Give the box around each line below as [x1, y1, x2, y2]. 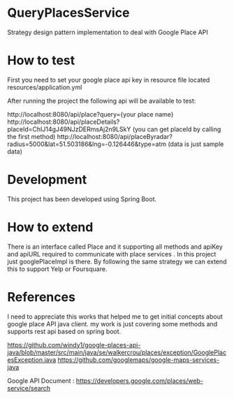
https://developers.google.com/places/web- [75, 376, 204, 385]
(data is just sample [167, 140, 224, 148]
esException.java [7, 355, 57, 364]
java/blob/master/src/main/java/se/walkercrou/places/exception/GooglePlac [7, 348, 227, 356]
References [7, 289, 75, 305]
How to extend [7, 219, 94, 235]
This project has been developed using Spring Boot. [7, 194, 157, 203]
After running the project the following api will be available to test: [7, 96, 196, 105]
